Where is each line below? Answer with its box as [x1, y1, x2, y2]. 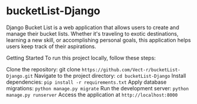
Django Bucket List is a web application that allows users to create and [6, 24, 180, 31]
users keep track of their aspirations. [6, 43, 96, 50]
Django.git [6, 73, 33, 79]
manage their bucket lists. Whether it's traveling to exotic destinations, [6, 30, 179, 37]
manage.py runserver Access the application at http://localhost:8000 [6, 91, 178, 98]
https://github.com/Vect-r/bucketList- [82, 67, 180, 73]
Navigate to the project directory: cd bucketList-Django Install [34, 72, 186, 79]
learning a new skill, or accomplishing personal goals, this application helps [6, 36, 192, 43]
